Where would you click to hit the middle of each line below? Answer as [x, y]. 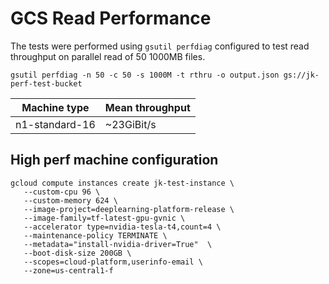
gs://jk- [301, 75]
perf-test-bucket [46, 83]
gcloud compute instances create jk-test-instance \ [122, 183]
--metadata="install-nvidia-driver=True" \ [118, 244]
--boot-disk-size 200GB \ [77, 253]
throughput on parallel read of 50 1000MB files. [108, 56]
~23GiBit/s [130, 124]
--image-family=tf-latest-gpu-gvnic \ [104, 218]
